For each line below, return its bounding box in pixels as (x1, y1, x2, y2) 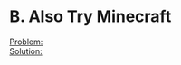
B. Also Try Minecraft (9, 6, 172, 27)
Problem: (9, 36, 43, 47)
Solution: (9, 45, 43, 56)
